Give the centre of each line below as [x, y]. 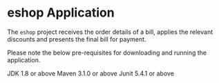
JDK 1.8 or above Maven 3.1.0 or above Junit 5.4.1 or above [91, 73]
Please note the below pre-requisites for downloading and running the [107, 53]
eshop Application [61, 13]
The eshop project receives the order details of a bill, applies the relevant [110, 32]
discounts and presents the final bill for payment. [77, 39]
